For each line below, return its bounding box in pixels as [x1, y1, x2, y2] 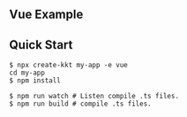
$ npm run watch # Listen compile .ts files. [9, 92, 179, 101]
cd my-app [9, 68, 46, 78]
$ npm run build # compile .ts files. [9, 99, 152, 109]
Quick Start [9, 37, 73, 52]
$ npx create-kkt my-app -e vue [9, 61, 128, 70]
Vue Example [9, 7, 84, 22]
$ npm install [9, 76, 62, 85]
